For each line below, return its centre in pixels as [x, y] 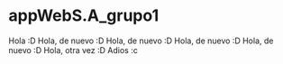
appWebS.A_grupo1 [84, 16]
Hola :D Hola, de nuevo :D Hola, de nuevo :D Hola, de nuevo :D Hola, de [141, 41]
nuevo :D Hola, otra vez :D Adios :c [73, 50]
